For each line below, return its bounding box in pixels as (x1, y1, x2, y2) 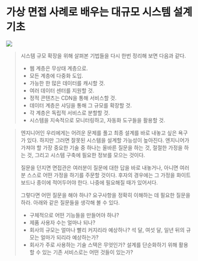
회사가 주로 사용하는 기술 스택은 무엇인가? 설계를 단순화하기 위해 (29, 241, 177, 248)
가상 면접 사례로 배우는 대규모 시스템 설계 (6, 5, 193, 19)
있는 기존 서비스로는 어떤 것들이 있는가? (42, 249, 134, 256)
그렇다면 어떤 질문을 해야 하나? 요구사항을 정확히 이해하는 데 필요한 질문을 (20, 191, 191, 199)
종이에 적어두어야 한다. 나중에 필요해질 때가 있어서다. (36, 179, 158, 186)
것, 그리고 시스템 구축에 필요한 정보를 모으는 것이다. (27, 151, 145, 158)
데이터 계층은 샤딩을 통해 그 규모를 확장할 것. (29, 101, 132, 109)
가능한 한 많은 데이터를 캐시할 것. (29, 79, 105, 87)
